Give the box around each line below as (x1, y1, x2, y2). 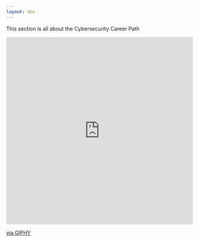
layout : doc (6, 8, 36, 15)
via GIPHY (6, 229, 31, 236)
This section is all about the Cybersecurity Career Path (6, 25, 140, 32)
